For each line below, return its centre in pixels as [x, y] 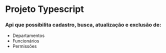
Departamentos [28, 35]
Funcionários [26, 41]
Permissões [24, 46]
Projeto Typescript [44, 9]
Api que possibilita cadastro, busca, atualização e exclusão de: [83, 25]
